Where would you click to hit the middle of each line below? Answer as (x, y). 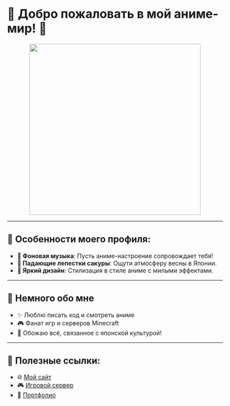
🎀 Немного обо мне (51, 298)
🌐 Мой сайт (34, 377)
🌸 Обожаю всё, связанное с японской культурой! (89, 333)
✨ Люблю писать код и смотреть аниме (76, 315)
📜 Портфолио (36, 395)
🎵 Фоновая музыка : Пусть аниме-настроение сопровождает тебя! (115, 255)
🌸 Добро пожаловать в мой (89, 14)
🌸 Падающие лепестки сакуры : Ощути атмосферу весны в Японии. (117, 263)
